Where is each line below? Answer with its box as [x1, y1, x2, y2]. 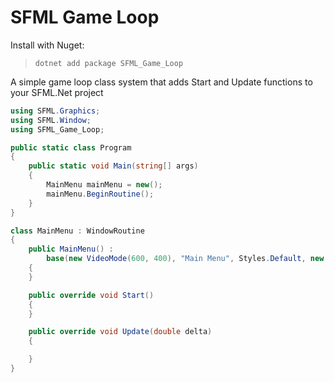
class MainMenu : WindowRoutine [10, 226, 145, 236]
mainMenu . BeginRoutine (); [46, 189, 155, 199]
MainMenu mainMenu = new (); [46, 180, 163, 190]
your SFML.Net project [10, 86, 104, 98]
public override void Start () [28, 290, 155, 300]
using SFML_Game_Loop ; [10, 124, 105, 135]
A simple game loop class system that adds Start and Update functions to [10, 76, 313, 88]
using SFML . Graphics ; [10, 106, 101, 116]
